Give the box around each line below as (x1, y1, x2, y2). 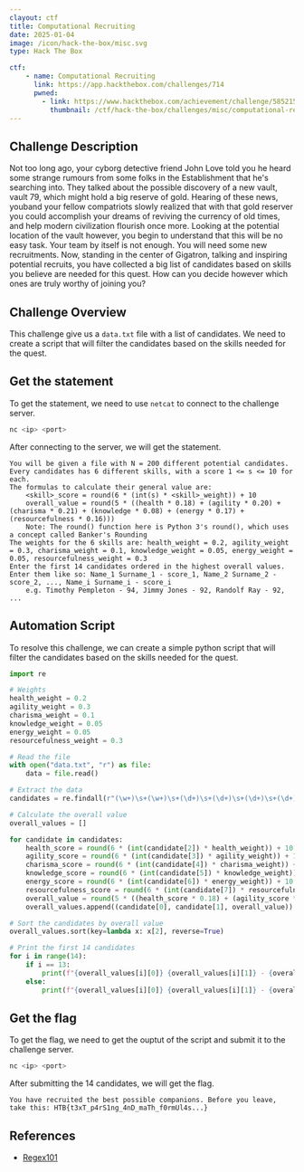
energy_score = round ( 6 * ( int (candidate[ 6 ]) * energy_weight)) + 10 (25, 877, 294, 886)
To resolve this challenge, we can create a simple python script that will (9, 642, 276, 653)
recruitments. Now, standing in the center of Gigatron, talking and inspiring (9, 250, 288, 261)
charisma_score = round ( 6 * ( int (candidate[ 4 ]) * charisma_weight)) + (25, 861, 298, 870)
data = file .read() (25, 769, 100, 778)
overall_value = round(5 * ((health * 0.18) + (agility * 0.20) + (25, 499, 281, 508)
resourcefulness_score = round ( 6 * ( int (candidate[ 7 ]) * (25, 885, 245, 894)
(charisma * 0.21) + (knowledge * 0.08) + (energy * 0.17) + (9, 506, 245, 516)
